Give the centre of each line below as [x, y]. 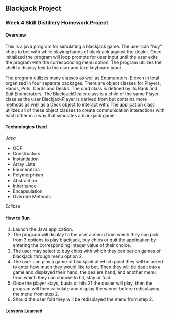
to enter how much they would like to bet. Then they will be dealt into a [87, 267]
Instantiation [26, 159]
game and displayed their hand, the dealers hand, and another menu [84, 272]
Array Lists [24, 164]
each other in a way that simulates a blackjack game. [61, 115]
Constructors [26, 153]
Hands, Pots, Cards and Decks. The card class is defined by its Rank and [81, 88]
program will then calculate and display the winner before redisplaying [86, 288]
